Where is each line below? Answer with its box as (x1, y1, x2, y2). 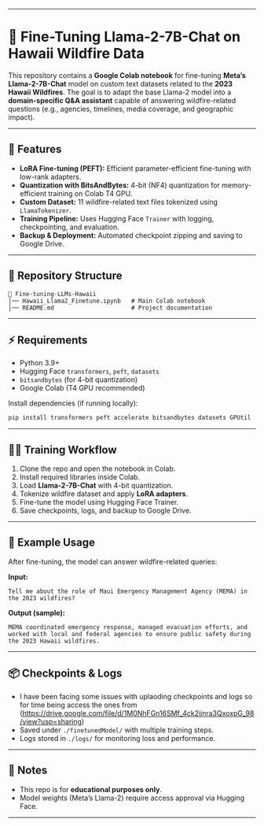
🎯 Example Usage (8, 536, 96, 550)
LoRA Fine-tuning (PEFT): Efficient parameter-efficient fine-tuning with (19, 163, 251, 173)
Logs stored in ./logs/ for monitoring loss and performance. (19, 733, 216, 743)
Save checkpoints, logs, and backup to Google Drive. (19, 506, 192, 516)
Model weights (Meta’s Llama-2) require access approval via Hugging (19, 793, 245, 802)
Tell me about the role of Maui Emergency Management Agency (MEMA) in (8, 587, 247, 595)
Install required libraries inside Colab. (19, 472, 140, 482)
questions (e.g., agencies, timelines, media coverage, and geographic (8, 104, 234, 113)
